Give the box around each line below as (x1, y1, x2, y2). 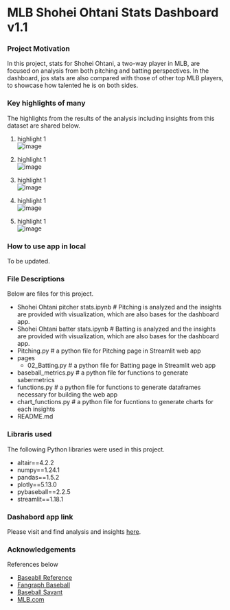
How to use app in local (7, 242, 87, 251)
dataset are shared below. (7, 121, 80, 130)
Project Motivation (7, 44, 71, 54)
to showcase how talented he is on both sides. (7, 81, 139, 90)
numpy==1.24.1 (16, 465, 60, 474)
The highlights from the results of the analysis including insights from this (7, 114, 215, 122)
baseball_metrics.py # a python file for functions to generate (16, 368, 189, 377)
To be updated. (7, 257, 50, 266)
